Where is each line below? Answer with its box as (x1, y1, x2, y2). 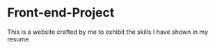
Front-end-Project (7, 5, 115, 21)
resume (7, 35, 29, 43)
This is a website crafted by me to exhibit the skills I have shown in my (7, 28, 209, 36)
